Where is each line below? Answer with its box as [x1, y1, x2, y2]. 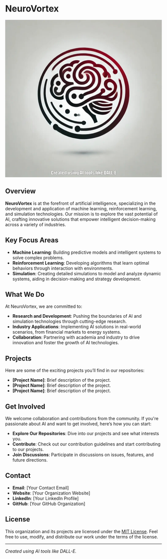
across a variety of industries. [5, 221, 66, 227]
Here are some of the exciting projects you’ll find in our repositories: [5, 368, 145, 374]
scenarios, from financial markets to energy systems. [12, 329, 122, 335]
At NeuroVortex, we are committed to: [5, 303, 83, 310]
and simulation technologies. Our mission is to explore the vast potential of [5, 211, 158, 217]
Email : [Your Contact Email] [12, 485, 69, 491]
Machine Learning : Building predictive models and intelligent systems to [12, 249, 162, 255]
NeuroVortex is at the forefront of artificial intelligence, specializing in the [5, 200, 156, 206]
